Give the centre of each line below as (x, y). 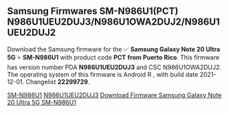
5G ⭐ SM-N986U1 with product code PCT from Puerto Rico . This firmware (113, 57)
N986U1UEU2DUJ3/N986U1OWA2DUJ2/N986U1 (113, 22)
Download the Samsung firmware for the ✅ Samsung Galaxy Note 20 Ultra (114, 49)
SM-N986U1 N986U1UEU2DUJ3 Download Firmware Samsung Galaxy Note (115, 95)
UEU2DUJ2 (32, 33)
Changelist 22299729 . (58, 81)
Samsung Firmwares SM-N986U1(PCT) (93, 11)
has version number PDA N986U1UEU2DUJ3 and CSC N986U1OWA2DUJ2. (115, 67)
